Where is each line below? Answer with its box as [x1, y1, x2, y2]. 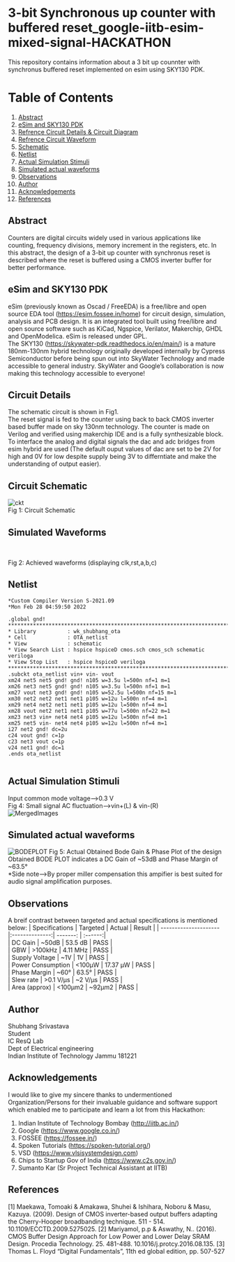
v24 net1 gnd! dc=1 [8, 744, 65, 751]
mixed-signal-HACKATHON [8, 35, 172, 50]
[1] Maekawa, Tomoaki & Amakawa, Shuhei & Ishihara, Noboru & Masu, [8, 1202, 211, 1211]
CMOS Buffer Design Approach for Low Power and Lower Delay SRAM [8, 1232, 211, 1240]
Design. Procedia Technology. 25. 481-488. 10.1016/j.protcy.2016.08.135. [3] [8, 1240, 225, 1248]
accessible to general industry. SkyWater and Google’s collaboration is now [8, 362, 225, 370]
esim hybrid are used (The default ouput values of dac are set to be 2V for [8, 445, 222, 453]
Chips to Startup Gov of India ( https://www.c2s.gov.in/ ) [17, 1156, 177, 1164]
